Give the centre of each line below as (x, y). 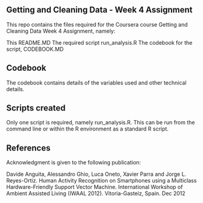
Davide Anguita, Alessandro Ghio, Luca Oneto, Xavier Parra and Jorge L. (96, 174)
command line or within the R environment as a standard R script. (88, 129)
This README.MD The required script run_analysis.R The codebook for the (99, 42)
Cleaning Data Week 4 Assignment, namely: (61, 31)
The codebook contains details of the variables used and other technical (96, 82)
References (28, 148)
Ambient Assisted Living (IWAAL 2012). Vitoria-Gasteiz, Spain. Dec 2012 (96, 193)
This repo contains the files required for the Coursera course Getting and (97, 24)
